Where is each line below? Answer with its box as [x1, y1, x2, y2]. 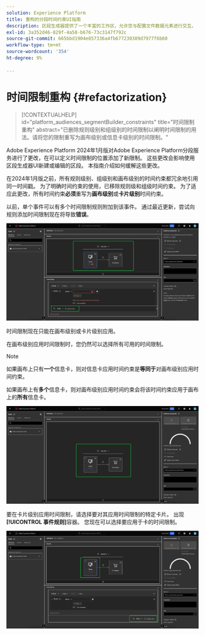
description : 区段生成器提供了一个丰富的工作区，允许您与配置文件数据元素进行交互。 [6, 23, 196, 29]
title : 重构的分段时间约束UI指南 [6, 16, 81, 23]
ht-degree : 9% [6, 55, 43, 61]
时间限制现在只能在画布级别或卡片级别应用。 [6, 327, 119, 335]
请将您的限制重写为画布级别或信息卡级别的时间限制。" [32, 133, 169, 140]
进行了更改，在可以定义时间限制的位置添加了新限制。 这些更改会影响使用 [11, 154, 195, 161]
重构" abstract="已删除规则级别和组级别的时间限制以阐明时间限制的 [21, 126, 192, 133]
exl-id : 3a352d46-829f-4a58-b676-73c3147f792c [6, 29, 127, 35]
